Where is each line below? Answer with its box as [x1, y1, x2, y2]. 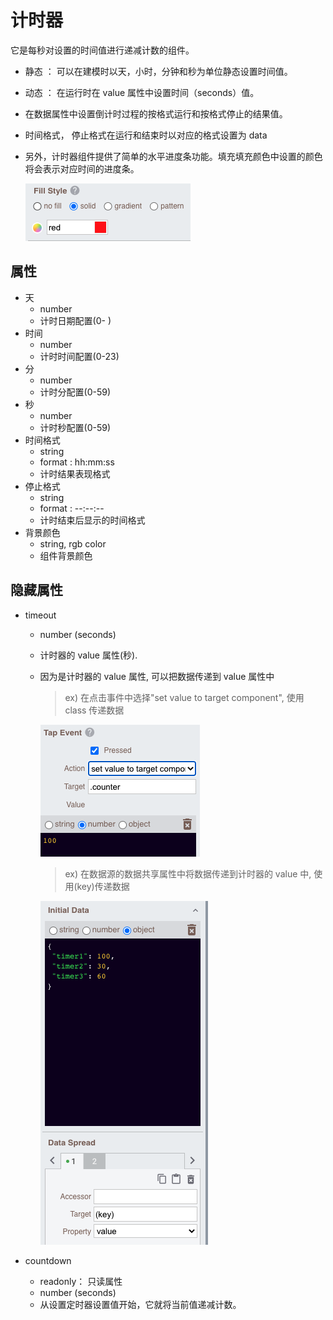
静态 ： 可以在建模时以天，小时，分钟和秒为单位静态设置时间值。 [24, 65, 293, 77]
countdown [24, 1254, 72, 1266]
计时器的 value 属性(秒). [39, 649, 138, 661]
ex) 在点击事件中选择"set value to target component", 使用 [64, 691, 305, 703]
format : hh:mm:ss [39, 456, 115, 468]
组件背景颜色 [39, 549, 93, 561]
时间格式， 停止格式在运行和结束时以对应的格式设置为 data [24, 129, 268, 141]
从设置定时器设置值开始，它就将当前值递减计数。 [39, 1298, 242, 1310]
